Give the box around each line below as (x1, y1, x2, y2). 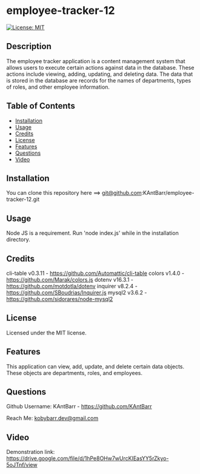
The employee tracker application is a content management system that (6, 57, 186, 64)
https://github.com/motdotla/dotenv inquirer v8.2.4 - (6, 283, 138, 289)
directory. (6, 236, 30, 243)
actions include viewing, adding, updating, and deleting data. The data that (6, 70, 193, 78)
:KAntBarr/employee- (141, 189, 195, 197)
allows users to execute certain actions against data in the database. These (6, 64, 195, 71)
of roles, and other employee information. (6, 83, 110, 90)
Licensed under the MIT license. (6, 329, 87, 336)
